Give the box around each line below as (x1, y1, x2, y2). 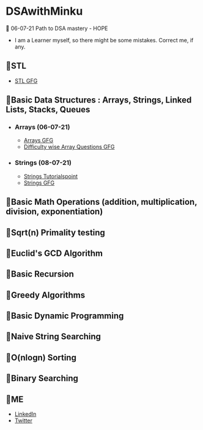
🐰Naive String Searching (6, 331, 102, 342)
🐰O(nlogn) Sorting (6, 352, 77, 363)
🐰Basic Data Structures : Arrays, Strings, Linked (6, 95, 192, 106)
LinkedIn (14, 410, 37, 418)
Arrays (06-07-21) (14, 123, 70, 131)
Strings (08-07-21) (14, 158, 72, 167)
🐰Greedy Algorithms (6, 290, 86, 300)
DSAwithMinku (6, 4, 83, 18)
